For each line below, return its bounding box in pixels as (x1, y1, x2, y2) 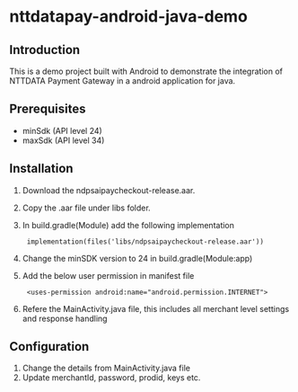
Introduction (9, 42, 81, 58)
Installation (9, 161, 74, 176)
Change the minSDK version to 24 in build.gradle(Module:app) (22, 253, 253, 263)
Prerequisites (9, 102, 86, 117)
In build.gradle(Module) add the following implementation (22, 219, 235, 230)
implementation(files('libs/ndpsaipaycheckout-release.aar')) (26, 236, 265, 246)
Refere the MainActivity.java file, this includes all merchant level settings (22, 303, 290, 314)
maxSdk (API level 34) (22, 135, 105, 146)
